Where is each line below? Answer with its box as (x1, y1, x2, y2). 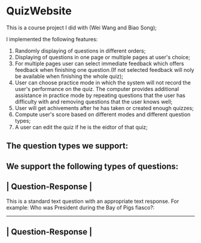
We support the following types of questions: (6, 161, 179, 171)
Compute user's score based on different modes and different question (14, 111, 191, 118)
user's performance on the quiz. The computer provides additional (14, 85, 179, 92)
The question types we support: (6, 141, 129, 151)
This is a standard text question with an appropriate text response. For (6, 198, 179, 205)
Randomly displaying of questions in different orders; (14, 47, 146, 54)
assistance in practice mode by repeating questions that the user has (14, 92, 185, 99)
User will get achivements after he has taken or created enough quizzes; (14, 104, 194, 111)
